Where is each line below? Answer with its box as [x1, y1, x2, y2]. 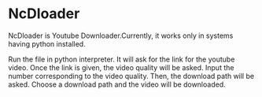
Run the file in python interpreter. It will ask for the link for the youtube [8, 54, 235, 64]
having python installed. [8, 39, 86, 48]
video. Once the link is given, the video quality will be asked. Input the [8, 62, 234, 72]
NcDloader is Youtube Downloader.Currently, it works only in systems [8, 31, 234, 40]
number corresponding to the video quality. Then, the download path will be [8, 71, 254, 80]
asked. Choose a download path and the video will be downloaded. [8, 80, 226, 89]
